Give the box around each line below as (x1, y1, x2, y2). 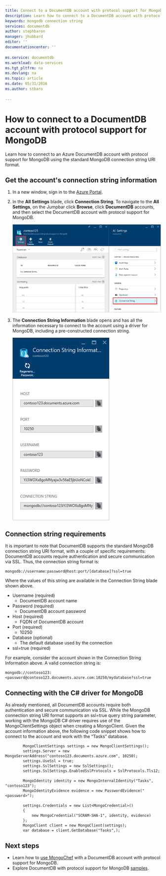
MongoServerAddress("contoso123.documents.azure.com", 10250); (5, 754, 138, 759)
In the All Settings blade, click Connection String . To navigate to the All (12, 199, 159, 205)
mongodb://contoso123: (5, 670, 52, 675)
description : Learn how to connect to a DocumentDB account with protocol (5, 13, 163, 18)
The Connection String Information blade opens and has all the (12, 317, 143, 323)
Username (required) (12, 592, 55, 598)
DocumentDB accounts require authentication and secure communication (5, 553, 155, 560)
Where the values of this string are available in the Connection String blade (5, 578, 158, 584)
